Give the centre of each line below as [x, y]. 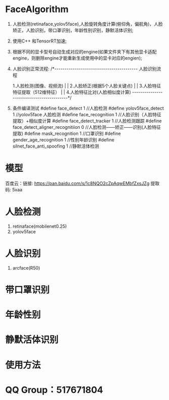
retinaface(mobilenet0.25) [40, 226]
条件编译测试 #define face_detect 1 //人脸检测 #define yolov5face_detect [88, 108]
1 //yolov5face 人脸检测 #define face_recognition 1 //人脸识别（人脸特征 [87, 114]
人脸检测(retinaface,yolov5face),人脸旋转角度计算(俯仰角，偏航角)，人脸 [88, 24]
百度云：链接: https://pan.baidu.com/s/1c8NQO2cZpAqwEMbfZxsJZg [77, 183]
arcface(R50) [26, 268]
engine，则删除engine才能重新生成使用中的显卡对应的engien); [77, 58]
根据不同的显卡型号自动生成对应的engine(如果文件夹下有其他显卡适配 [84, 52]
